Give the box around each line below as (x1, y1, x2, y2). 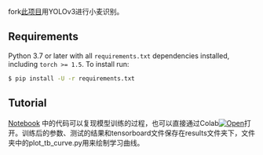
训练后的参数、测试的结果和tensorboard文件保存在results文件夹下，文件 (21, 128, 256, 138)
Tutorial (8, 97, 47, 110)
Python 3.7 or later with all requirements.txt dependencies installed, (8, 50, 230, 61)
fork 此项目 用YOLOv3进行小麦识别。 (8, 7, 124, 16)
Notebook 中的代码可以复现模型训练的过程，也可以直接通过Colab (8, 118, 219, 127)
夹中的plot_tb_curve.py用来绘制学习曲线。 (8, 138, 144, 147)
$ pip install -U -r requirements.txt (8, 74, 135, 83)
